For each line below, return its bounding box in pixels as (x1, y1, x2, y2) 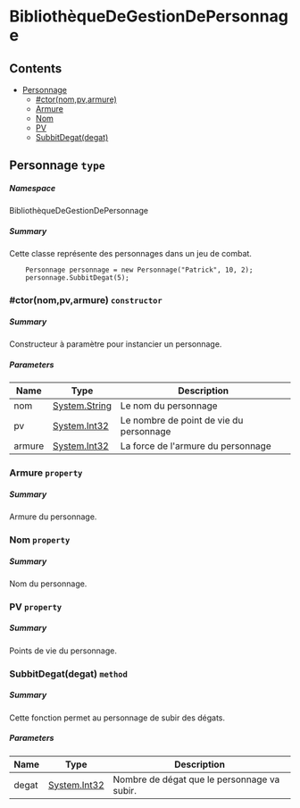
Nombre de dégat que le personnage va (112, 773, 280, 786)
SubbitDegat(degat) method (9, 668, 128, 680)
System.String (52, 400, 112, 412)
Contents (9, 61, 62, 76)
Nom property (9, 534, 71, 546)
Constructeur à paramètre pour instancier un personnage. (9, 339, 222, 349)
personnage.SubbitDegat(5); (25, 274, 129, 282)
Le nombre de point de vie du (120, 414, 244, 426)
